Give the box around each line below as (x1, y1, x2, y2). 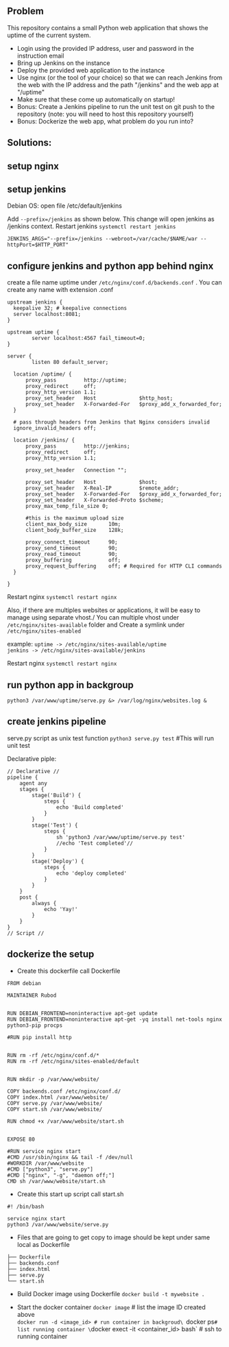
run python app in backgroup (7, 679, 134, 691)
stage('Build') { (32, 792, 81, 799)
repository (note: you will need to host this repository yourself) (16, 110, 194, 118)
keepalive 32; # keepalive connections (13, 305, 128, 312)
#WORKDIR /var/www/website (7, 1160, 84, 1167)
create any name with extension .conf (7, 286, 114, 294)
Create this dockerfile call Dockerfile (16, 967, 121, 975)
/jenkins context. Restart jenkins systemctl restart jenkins (7, 222, 176, 230)
